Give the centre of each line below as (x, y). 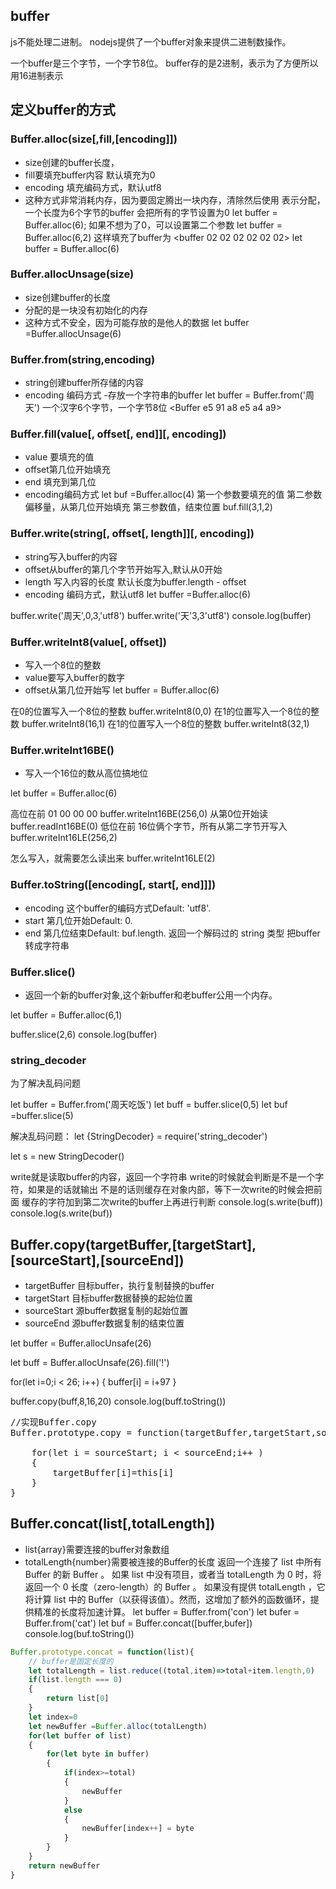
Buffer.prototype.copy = (71, 1432)
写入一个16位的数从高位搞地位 (86, 773)
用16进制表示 (37, 75)
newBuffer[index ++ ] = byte (138, 1829)
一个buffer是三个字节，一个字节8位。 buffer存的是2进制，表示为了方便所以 (164, 63)
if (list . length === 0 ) (75, 1680)
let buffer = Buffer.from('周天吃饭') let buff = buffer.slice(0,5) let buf (149, 1105)
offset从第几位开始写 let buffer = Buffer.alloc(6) (122, 690)
